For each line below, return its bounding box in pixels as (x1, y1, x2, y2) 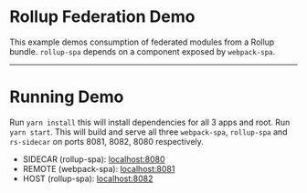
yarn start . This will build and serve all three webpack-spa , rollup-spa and (9, 126, 288, 137)
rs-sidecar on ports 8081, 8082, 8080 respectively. (9, 136, 204, 147)
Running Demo (9, 86, 124, 107)
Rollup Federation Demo (9, 6, 196, 27)
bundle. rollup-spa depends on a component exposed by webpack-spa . (9, 46, 276, 56)
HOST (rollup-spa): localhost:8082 (22, 173, 153, 184)
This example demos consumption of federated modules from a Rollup (9, 36, 275, 47)
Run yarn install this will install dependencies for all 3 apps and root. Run (9, 117, 291, 127)
